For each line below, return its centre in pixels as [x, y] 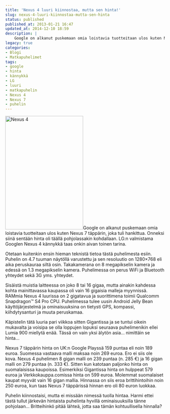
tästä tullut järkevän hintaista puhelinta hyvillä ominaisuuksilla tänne [76, 401]
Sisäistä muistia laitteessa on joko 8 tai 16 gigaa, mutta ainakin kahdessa [80, 285]
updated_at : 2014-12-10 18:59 [37, 29]
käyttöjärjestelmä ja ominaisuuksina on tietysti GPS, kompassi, [70, 307]
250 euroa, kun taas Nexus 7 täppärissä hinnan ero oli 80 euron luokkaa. [81, 386]
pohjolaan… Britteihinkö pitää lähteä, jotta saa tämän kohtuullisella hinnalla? [84, 406]
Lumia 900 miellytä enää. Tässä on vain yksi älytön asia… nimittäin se [78, 333]
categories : [18, 48]
